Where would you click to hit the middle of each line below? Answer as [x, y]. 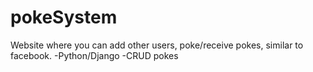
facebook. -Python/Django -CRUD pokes [94, 55]
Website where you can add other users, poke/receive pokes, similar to [157, 45]
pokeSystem [64, 17]
